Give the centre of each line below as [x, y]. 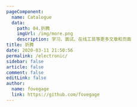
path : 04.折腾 [33, 28]
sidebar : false [25, 61]
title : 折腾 [20, 45]
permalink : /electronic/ [37, 56]
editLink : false [26, 78]
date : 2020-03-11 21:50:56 [40, 51]
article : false [25, 67]
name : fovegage [30, 89]
